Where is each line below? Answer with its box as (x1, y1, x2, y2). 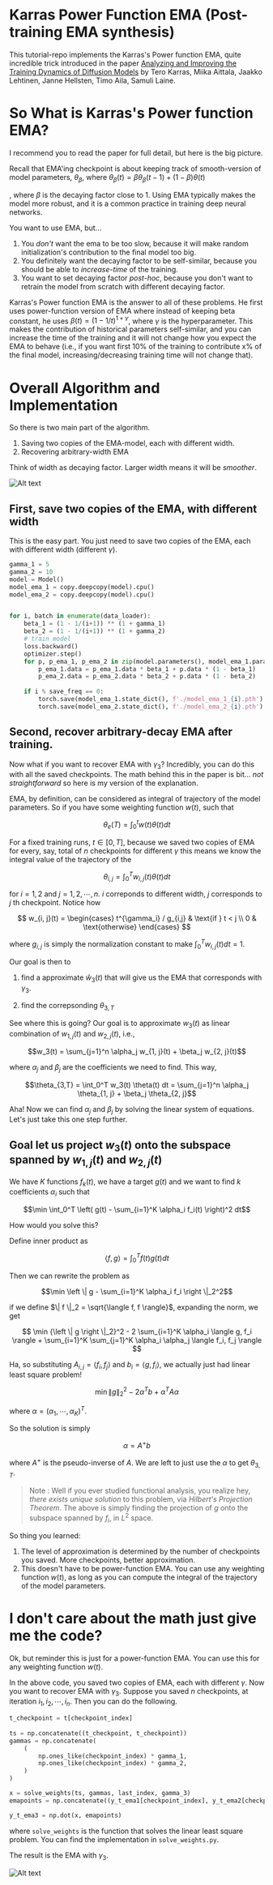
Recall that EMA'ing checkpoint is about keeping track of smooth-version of (9, 164, 262, 173)
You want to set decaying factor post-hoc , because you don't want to (20, 273, 254, 283)
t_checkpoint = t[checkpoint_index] (9, 1714, 133, 1723)
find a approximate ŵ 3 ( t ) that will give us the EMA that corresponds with (20, 972, 262, 984)
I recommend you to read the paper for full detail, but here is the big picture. (9, 147, 263, 157)
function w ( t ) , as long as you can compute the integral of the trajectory (20, 1572, 258, 1582)
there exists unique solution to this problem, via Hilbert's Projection (28, 1494, 254, 1504)
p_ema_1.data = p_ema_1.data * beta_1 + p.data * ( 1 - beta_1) (38, 665, 256, 673)
